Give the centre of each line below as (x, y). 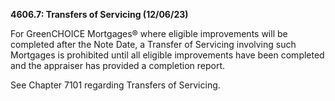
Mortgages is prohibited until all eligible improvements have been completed (167, 55)
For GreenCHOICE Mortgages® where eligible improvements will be (149, 33)
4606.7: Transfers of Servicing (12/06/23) (99, 14)
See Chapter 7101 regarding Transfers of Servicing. (115, 85)
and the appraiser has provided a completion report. (118, 65)
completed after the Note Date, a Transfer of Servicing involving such (153, 44)
